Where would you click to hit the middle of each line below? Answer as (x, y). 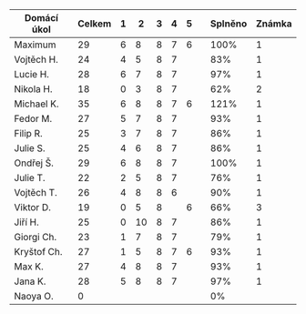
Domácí (41, 18)
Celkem (94, 24)
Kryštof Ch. (38, 252)
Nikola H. (33, 89)
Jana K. (30, 281)
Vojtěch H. (36, 60)
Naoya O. (34, 296)
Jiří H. (26, 222)
